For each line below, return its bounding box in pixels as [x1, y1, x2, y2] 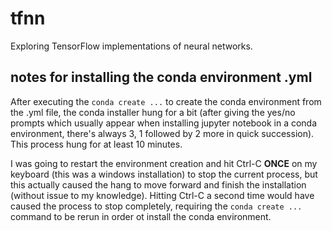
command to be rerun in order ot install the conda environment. [10, 210, 272, 222]
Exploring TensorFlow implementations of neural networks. [10, 40, 253, 52]
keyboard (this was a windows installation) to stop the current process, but [10, 168, 318, 180]
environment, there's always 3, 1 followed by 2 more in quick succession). [10, 127, 315, 139]
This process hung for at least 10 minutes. [10, 138, 183, 150]
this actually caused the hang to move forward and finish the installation [10, 178, 307, 191]
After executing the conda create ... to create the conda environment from [10, 95, 322, 107]
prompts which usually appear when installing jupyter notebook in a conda [10, 117, 318, 129]
